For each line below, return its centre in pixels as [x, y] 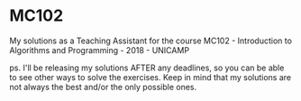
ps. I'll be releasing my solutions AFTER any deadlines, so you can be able [147, 68]
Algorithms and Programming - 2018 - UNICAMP [100, 50]
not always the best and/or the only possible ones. [103, 87]
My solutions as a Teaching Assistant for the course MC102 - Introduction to [151, 41]
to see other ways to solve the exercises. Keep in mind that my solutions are [150, 77]
